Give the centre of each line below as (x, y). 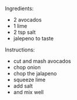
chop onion (27, 67)
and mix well (28, 92)
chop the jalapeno (35, 73)
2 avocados (27, 20)
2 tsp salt (24, 32)
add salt (23, 86)
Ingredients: (19, 8)
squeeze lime (29, 80)
